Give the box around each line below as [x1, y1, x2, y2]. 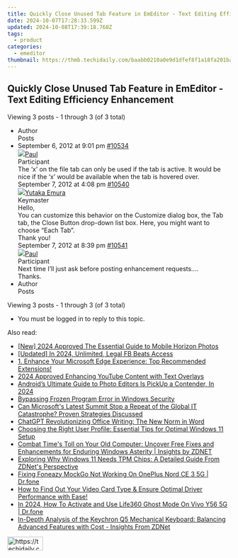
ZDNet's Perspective [17, 462, 79, 471]
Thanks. [17, 272, 42, 280]
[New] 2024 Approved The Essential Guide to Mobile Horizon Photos [17, 341, 219, 351]
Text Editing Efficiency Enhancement [7, 93, 174, 106]
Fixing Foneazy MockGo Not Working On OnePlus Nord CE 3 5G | [17, 469, 209, 478]
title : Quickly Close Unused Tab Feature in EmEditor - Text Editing [7, 10, 217, 18]
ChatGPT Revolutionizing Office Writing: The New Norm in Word [17, 417, 205, 426]
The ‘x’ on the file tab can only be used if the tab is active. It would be [17, 164, 221, 173]
